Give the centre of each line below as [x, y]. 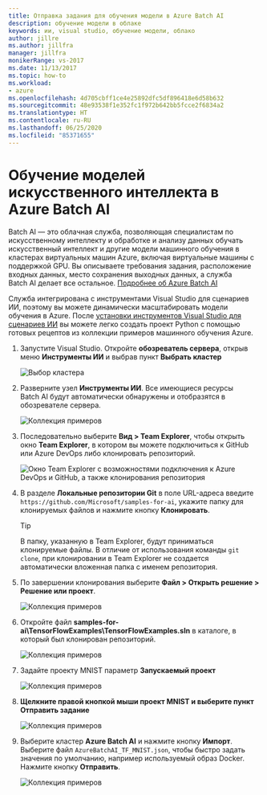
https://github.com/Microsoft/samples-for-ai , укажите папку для [132, 501]
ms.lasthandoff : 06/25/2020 [55, 128]
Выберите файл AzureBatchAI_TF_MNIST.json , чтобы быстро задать [133, 749]
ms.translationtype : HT [48, 113]
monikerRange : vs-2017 [46, 61]
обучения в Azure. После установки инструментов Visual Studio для [125, 315]
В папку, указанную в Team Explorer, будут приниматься [117, 541]
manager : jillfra [37, 53]
